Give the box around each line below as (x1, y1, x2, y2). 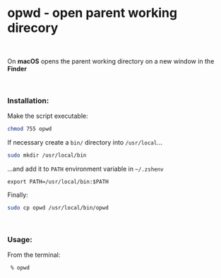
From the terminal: (7, 250, 61, 259)
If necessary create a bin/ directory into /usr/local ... (7, 138, 162, 147)
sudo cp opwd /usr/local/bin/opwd (7, 204, 109, 211)
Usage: (7, 234, 33, 244)
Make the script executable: (7, 111, 88, 121)
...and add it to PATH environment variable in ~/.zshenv (7, 164, 164, 173)
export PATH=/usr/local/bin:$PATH (7, 178, 109, 185)
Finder (7, 64, 27, 73)
